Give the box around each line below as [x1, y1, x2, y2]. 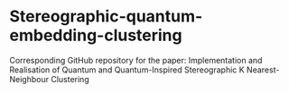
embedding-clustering [9, 25, 182, 46]
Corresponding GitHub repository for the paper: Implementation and [9, 55, 263, 65]
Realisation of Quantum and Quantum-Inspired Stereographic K [9, 64, 246, 75]
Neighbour [9, 73, 50, 84]
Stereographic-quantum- [9, 6, 203, 27]
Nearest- [247, 64, 280, 75]
